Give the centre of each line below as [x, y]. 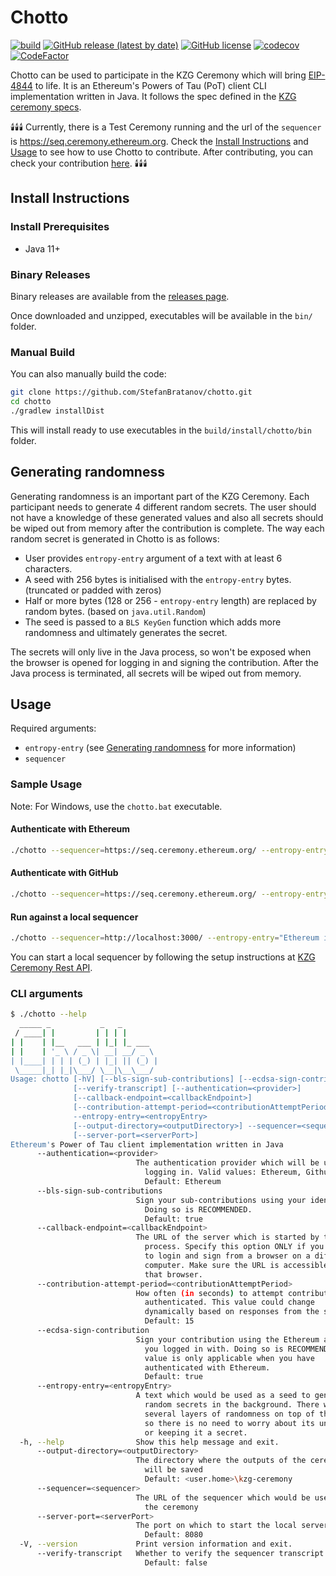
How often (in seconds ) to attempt [209, 1293]
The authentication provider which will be [227, 1163]
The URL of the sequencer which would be [223, 1497]
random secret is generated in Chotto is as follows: [115, 538]
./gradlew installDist [57, 411]
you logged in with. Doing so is [214, 1349]
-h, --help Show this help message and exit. [149, 1442]
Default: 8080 [173, 1535]
